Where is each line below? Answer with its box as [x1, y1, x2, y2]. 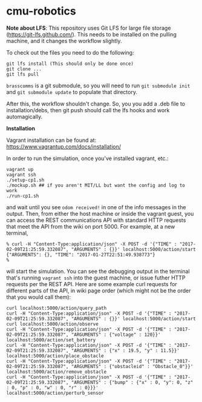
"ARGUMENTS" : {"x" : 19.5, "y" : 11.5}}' [71, 347, 180, 353]
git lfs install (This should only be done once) [6, 61, 134, 67]
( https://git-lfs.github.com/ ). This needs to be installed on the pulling [6, 30, 177, 38]
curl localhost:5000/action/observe [6, 321, 99, 327]
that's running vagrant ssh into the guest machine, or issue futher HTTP [6, 274, 186, 281]
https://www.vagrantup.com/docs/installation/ [6, 142, 121, 150]
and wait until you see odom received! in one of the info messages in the [6, 203, 186, 210]
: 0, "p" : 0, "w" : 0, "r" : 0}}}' [6, 384, 99, 390]
